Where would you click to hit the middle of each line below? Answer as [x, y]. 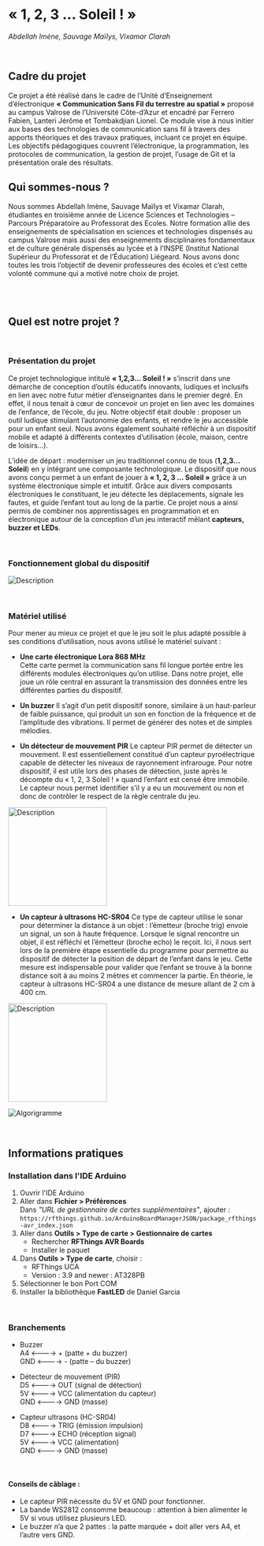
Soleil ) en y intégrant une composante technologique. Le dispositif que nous [132, 469]
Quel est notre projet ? [64, 321]
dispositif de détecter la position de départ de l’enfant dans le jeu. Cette [136, 959]
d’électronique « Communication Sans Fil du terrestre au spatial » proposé [131, 103]
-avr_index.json [46, 1225]
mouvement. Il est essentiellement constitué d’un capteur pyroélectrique [137, 754]
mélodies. [35, 731]
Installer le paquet [61, 1250]
